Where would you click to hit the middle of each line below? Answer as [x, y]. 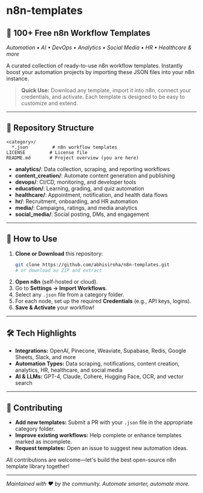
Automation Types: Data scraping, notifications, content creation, [97, 364]
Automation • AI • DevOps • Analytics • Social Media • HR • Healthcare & [99, 47]
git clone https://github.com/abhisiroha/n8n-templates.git [92, 264]
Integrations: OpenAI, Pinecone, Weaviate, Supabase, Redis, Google [100, 351]
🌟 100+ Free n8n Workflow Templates [79, 33]
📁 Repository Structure [50, 128]
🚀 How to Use [32, 239]
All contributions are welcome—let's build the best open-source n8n [91, 460]
